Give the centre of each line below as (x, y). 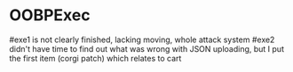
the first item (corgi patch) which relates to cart (95, 58)
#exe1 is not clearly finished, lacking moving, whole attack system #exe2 (142, 40)
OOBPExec (50, 15)
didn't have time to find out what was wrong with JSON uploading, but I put (146, 48)
